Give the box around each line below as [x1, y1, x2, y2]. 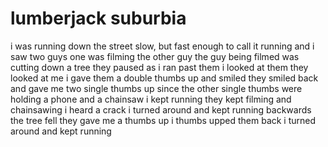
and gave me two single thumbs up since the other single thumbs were [10, 82, 303, 94]
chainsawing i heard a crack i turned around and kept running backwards [10, 103, 312, 116]
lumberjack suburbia [10, 7, 187, 30]
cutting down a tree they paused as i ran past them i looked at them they [10, 61, 309, 73]
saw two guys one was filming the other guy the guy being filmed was [10, 50, 300, 62]
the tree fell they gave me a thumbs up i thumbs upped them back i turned [10, 114, 317, 126]
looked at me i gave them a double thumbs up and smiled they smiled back [10, 72, 319, 84]
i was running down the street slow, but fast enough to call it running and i [10, 40, 315, 52]
